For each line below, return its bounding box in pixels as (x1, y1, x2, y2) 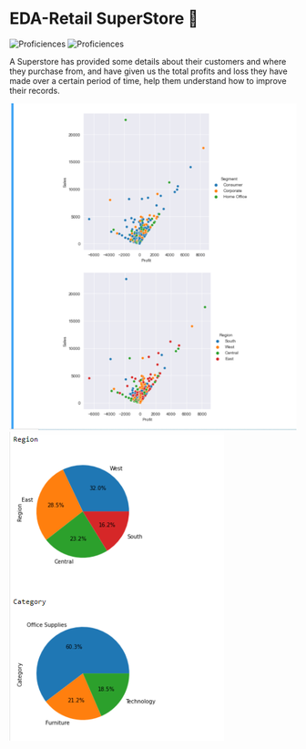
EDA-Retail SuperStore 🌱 (9, 8, 199, 29)
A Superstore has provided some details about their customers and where (9, 56, 287, 67)
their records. (9, 85, 61, 96)
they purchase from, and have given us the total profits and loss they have (9, 66, 289, 77)
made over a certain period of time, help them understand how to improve (9, 75, 287, 86)
